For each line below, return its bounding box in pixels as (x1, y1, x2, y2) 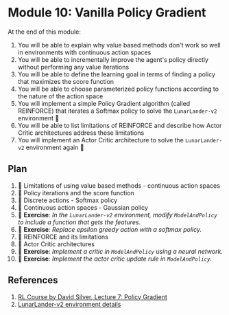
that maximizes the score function (17, 77, 114, 85)
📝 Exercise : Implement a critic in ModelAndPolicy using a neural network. (17, 247, 224, 255)
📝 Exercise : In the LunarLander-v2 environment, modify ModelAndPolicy (17, 210, 218, 219)
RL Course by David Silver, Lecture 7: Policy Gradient (17, 292, 167, 301)
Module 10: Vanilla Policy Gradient (8, 5, 206, 21)
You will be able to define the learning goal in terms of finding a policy (17, 70, 215, 78)
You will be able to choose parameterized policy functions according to (17, 85, 219, 93)
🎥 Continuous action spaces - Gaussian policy (17, 203, 148, 211)
